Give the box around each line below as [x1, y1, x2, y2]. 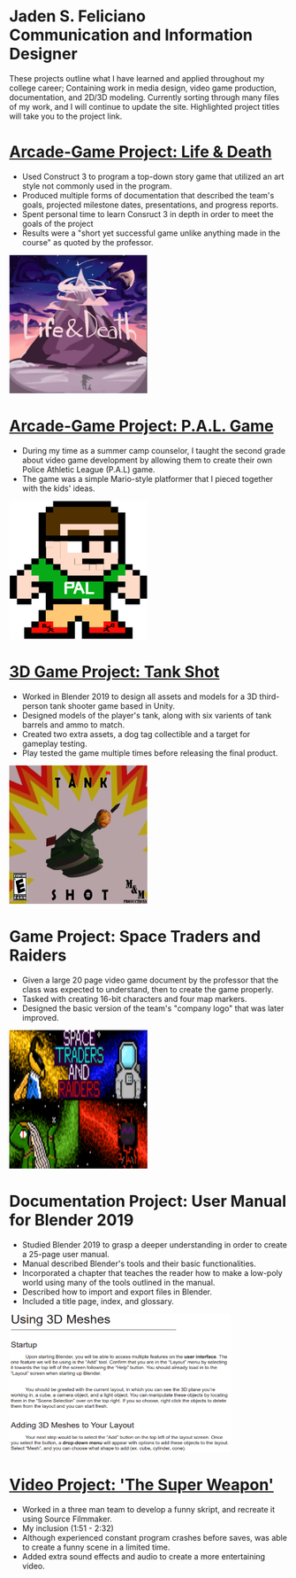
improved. [21, 1012, 59, 1022]
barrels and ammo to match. [21, 719, 125, 730]
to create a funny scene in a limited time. [21, 1542, 171, 1552]
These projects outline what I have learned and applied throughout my [9, 73, 265, 83]
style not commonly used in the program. [21, 180, 172, 191]
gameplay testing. [21, 738, 87, 749]
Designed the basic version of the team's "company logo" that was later [21, 1003, 285, 1014]
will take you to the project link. [9, 111, 123, 121]
